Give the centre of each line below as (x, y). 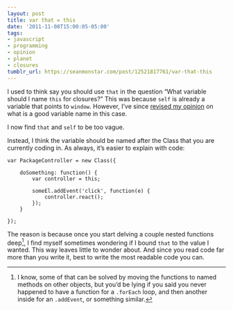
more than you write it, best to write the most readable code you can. (106, 257)
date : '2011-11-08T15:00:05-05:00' (59, 26)
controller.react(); (74, 197)
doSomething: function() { (59, 173)
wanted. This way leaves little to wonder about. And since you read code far (116, 250)
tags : (15, 33)
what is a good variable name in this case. (67, 113)
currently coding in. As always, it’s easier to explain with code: (96, 148)
